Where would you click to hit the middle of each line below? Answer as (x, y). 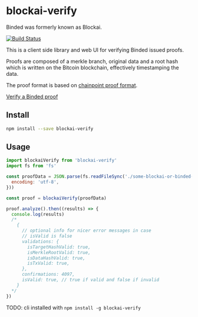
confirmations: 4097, (48, 275)
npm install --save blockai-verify (50, 129)
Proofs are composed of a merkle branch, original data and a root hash (92, 61)
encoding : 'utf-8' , (35, 182)
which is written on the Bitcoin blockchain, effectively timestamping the (93, 67)
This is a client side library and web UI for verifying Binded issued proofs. (95, 50)
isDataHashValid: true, (56, 258)
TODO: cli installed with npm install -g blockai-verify (74, 308)
